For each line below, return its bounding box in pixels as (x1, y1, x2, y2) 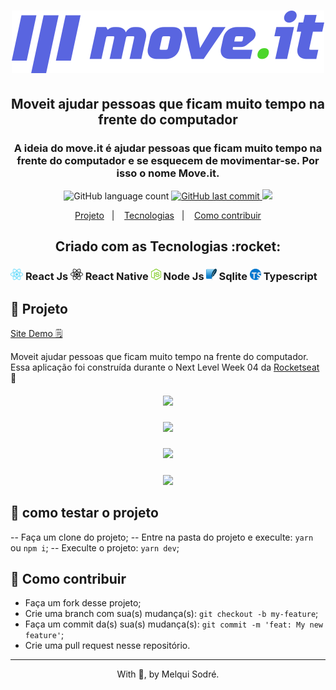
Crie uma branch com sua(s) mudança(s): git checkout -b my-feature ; (24, 608, 319, 620)
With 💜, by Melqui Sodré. (116, 668, 220, 680)
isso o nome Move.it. (116, 166, 220, 180)
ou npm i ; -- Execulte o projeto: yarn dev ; (10, 541, 180, 554)
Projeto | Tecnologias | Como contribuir (74, 209, 262, 221)
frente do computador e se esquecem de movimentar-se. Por (16, 153, 320, 167)
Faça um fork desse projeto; (24, 597, 142, 609)
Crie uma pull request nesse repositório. (24, 640, 191, 652)
